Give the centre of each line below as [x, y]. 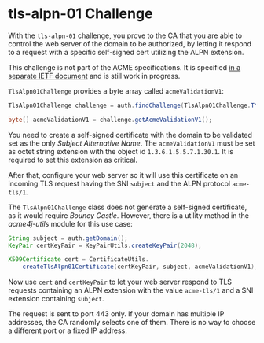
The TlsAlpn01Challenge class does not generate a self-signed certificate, [128, 207]
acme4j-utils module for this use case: [71, 223]
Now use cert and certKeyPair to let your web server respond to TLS [120, 282]
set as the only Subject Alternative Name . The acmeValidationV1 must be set [132, 143]
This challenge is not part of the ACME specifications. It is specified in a [125, 67]
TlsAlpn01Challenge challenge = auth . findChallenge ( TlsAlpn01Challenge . [130, 105]
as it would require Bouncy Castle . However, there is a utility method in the [129, 215]
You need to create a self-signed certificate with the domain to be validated [130, 135]
